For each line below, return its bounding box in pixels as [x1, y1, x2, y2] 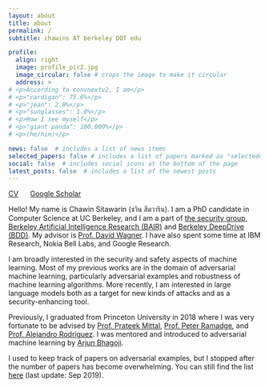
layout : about [8, 11, 56, 20]
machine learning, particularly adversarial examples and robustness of [8, 271, 241, 281]
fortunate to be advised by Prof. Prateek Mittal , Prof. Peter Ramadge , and [8, 321, 249, 330]
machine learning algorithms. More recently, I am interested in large [8, 280, 231, 290]
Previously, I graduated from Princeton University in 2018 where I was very [8, 313, 255, 322]
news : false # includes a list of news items [8, 145, 167, 153]
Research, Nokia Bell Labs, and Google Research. [8, 239, 172, 249]
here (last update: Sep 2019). [8, 370, 104, 380]
